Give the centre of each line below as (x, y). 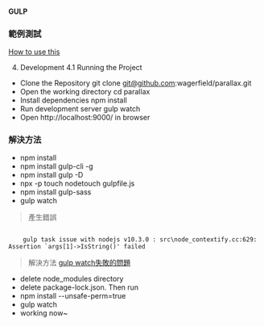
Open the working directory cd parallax (85, 91)
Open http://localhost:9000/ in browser (85, 117)
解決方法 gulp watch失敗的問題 (79, 263)
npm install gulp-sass (56, 192)
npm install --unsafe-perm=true (73, 296)
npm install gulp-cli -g (57, 166)
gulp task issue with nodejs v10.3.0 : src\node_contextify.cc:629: (140, 240)
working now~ (44, 313)
